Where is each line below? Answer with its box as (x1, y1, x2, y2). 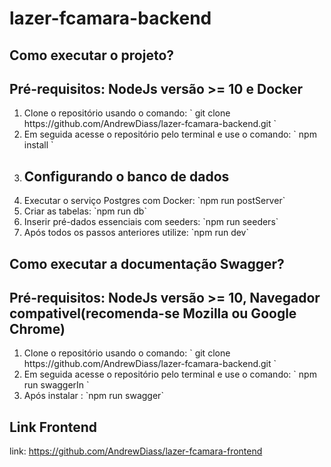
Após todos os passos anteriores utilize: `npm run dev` (23, 227, 249, 239)
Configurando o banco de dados (23, 168, 230, 185)
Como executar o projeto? (9, 47, 175, 64)
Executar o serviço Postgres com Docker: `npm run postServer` (23, 195, 286, 207)
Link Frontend (9, 418, 98, 436)
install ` (23, 139, 54, 151)
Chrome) (9, 320, 66, 337)
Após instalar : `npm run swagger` (23, 390, 164, 402)
